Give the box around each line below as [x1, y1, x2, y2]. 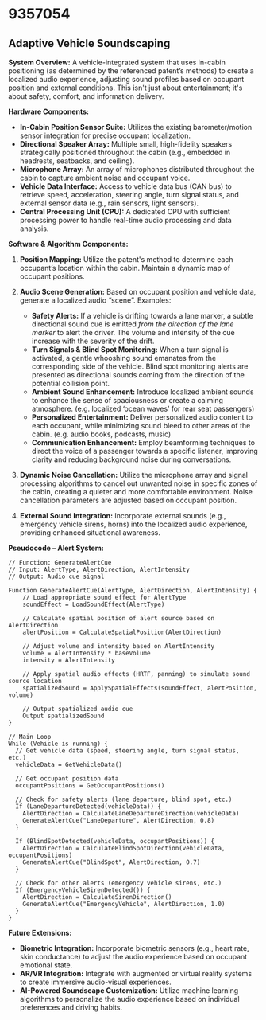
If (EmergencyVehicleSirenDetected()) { [15, 886, 151, 894]
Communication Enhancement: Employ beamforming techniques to [31, 438, 256, 447]
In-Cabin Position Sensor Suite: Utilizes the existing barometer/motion [19, 123, 253, 131]
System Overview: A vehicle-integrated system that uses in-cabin [8, 57, 226, 67]
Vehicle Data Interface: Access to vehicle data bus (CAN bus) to [19, 182, 232, 191]
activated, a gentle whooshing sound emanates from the [31, 354, 217, 362]
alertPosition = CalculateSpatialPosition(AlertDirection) [22, 628, 222, 636]
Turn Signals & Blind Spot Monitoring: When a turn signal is [31, 345, 229, 354]
